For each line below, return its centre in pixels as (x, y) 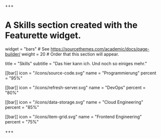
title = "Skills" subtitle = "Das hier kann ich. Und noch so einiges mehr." (76, 63)
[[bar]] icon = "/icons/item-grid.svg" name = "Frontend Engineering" (73, 117)
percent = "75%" (22, 121)
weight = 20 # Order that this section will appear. (70, 54)
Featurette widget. (43, 36)
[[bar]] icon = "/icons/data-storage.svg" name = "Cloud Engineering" (74, 102)
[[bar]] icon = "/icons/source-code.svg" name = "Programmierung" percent (81, 73)
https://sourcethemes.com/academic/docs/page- (100, 49)
